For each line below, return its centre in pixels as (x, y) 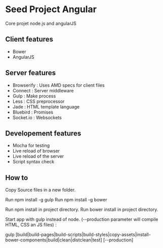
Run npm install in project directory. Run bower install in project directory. (82, 209)
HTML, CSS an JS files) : (31, 225)
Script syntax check (33, 162)
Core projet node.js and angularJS (41, 23)
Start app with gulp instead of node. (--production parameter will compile (82, 220)
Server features (31, 73)
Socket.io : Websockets (37, 117)
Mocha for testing (31, 146)
